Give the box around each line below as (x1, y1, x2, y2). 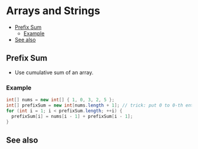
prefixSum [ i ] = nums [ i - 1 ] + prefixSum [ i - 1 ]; (11, 113, 133, 119)
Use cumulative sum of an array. (14, 69, 94, 76)
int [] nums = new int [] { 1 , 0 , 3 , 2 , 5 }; (6, 97, 115, 103)
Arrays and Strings (6, 4, 100, 18)
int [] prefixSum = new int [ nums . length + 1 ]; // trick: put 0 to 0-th (6, 102, 183, 108)
